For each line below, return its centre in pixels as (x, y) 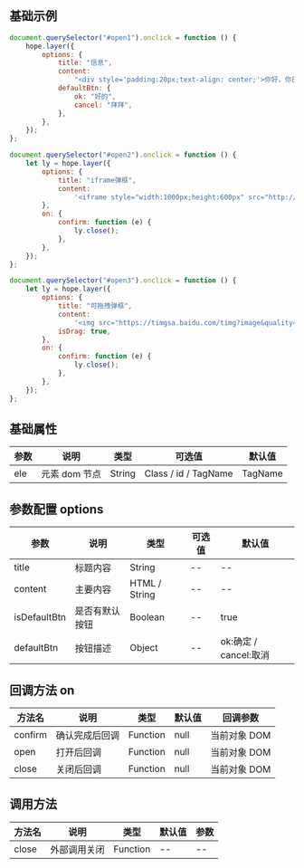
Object (144, 648)
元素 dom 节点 (71, 474)
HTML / (146, 584)
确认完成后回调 (88, 735)
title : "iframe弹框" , (97, 180)
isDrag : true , (84, 331)
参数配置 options (57, 509)
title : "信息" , (85, 63)
